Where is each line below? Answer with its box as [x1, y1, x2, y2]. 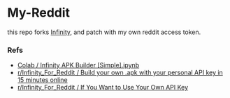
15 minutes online [17, 76, 68, 84]
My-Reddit [7, 5, 71, 21]
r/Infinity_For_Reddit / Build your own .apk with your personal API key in [17, 68, 224, 77]
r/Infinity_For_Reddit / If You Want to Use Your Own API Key [17, 83, 189, 92]
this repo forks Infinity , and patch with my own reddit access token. [7, 28, 201, 36]
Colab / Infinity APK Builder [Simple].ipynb [17, 61, 140, 70]
